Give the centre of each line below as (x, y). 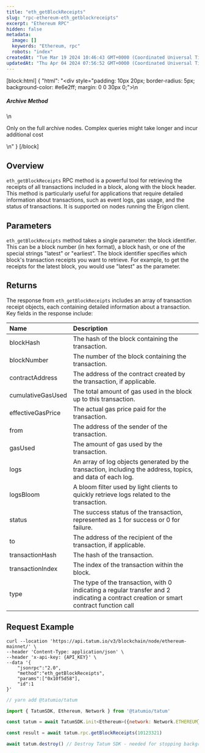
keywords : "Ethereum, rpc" (46, 46)
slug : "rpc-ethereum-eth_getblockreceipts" (63, 18)
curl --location (27, 641)
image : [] (24, 40)
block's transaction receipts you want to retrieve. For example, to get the (98, 260)
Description (90, 328)
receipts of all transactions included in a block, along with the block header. (101, 187)
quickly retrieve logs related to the (122, 494)
